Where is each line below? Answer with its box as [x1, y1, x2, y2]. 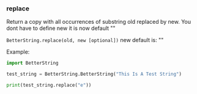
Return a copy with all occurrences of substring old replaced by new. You [6, 18, 191, 26]
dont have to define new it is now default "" [6, 24, 116, 32]
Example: [6, 48, 30, 56]
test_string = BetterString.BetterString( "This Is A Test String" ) [6, 71, 182, 78]
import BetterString [6, 60, 59, 67]
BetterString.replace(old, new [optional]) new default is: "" [6, 37, 164, 44]
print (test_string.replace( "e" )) [6, 82, 92, 89]
